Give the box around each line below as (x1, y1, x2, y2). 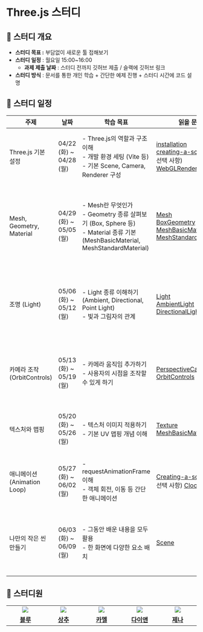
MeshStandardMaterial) (82, 244, 149, 252)
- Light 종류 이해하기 (82, 288, 139, 296)
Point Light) (82, 304, 115, 312)
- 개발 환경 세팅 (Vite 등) (82, 152, 149, 161)
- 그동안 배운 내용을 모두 (82, 525, 149, 533)
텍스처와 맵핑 (9, 425, 45, 433)
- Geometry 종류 (82, 210, 129, 218)
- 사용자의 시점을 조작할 (82, 369, 147, 378)
